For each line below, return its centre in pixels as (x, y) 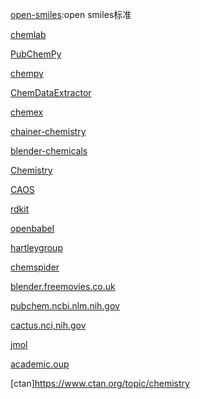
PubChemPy (36, 54)
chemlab (28, 34)
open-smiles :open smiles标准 (71, 14)
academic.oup (40, 364)
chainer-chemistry (48, 131)
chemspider (35, 267)
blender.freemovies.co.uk (63, 286)
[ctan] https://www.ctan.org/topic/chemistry (100, 383)
